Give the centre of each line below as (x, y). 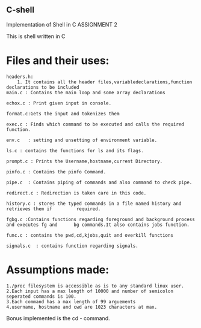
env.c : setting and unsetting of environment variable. (82, 140)
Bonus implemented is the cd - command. (58, 318)
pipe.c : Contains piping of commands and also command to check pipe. (99, 182)
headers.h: (20, 77)
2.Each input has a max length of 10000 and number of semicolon (90, 291)
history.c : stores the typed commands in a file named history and (94, 204)
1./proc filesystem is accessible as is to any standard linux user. (95, 286)
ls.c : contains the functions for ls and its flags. (75, 150)
